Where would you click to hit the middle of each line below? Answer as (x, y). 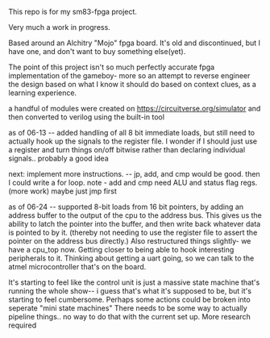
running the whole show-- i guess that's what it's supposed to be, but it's (130, 291)
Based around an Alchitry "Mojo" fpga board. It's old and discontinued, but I (134, 43)
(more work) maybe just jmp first (62, 191)
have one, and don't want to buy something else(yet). (97, 51)
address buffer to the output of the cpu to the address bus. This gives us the (135, 215)
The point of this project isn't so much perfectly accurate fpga (112, 67)
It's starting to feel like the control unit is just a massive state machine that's (134, 282)
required (23, 325)
